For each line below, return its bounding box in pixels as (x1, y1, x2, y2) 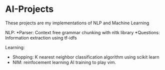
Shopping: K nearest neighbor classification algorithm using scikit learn (12, 54, 159, 60)
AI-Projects (5, 3, 54, 15)
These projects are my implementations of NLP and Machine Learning (5, 20, 149, 26)
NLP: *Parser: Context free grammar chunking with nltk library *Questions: (5, 29, 160, 35)
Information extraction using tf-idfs (5, 35, 77, 41)
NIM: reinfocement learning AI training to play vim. (12, 59, 116, 65)
